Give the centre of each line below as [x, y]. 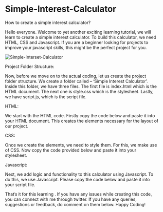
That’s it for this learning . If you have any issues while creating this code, [79, 194]
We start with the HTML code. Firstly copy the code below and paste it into [80, 115]
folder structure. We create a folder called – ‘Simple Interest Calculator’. [77, 81]
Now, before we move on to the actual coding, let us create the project [76, 76]
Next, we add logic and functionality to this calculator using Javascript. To [79, 174]
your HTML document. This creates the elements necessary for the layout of [82, 121]
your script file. [20, 185]
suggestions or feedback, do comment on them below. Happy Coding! [75, 204]
